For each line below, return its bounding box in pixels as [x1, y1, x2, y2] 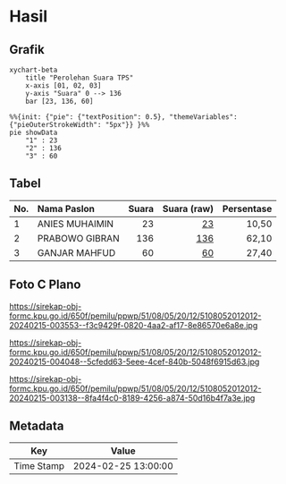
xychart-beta [9, 65, 58, 74]
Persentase [222, 202, 273, 215]
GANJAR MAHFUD [37, 246, 116, 259]
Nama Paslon [37, 202, 96, 215]
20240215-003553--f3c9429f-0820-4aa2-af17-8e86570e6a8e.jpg [9, 319, 258, 330]
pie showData [9, 128, 58, 137]
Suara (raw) [162, 202, 214, 215]
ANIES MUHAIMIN [37, 217, 114, 230]
